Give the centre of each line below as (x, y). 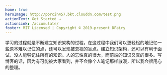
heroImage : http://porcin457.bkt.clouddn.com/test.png (63, 14)
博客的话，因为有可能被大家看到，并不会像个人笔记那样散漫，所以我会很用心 (83, 61)
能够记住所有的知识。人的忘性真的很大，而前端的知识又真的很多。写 (92, 55)
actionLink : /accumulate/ (32, 23)
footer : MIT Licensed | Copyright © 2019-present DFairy (65, 28)
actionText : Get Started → (33, 19)
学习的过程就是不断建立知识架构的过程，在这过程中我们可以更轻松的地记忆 (81, 43)
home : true (16, 10)
